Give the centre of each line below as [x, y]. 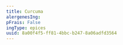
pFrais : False [24, 22]
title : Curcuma [25, 11]
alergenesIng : [24, 17]
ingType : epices [26, 28]
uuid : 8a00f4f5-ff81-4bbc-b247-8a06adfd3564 [61, 33]
